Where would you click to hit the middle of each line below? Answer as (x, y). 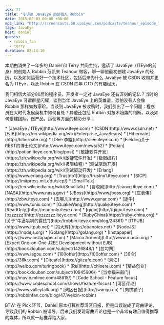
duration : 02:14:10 (25, 50)
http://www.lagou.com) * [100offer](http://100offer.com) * (65, 254)
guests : (13, 37)
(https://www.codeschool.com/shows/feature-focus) (58, 283)
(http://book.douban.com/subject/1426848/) (50, 249)
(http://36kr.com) (22, 260)
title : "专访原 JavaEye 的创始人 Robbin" (45, 14)
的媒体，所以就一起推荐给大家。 (37, 317)
